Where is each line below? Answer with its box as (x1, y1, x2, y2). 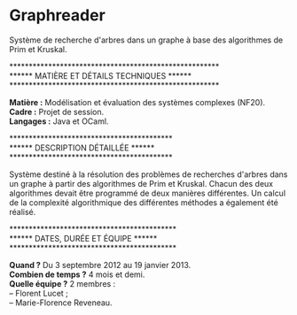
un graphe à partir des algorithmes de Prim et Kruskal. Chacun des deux (9, 178, 274, 188)
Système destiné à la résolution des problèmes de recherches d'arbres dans (9, 169, 288, 180)
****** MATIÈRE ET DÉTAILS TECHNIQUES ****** (9, 70, 192, 81)
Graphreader (9, 5, 106, 26)
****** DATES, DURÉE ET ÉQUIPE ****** (9, 233, 158, 243)
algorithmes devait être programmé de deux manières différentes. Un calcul (9, 188, 286, 198)
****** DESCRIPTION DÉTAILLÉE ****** (9, 142, 155, 153)
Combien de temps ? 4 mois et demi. (9, 269, 145, 280)
